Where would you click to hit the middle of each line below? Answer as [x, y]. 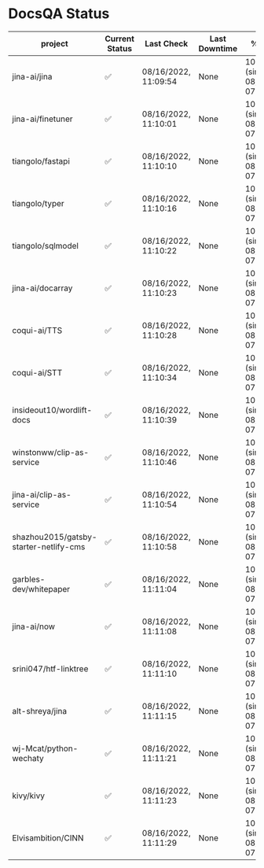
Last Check [167, 43]
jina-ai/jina [32, 76]
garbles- [29, 579]
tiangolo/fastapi [41, 161]
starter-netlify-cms [49, 546]
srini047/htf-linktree [50, 668]
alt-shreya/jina [40, 711]
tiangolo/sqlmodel [45, 246]
